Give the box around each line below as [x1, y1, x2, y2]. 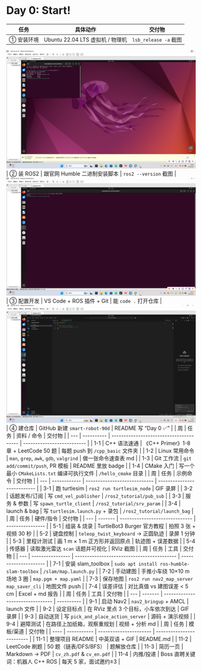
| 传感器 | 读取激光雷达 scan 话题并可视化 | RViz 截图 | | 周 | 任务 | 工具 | [6, 545, 182, 552]
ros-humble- [160, 561, 190, 567]
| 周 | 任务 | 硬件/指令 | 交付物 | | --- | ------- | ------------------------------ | [6, 515, 196, 522]
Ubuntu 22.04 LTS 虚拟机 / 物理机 [44, 36, 127, 43]
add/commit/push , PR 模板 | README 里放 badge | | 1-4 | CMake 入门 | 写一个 [6, 462, 195, 470]
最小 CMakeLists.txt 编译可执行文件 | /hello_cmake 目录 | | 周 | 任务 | [6, 470, 176, 477]
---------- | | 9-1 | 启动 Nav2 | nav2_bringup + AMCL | [57, 598, 189, 605]
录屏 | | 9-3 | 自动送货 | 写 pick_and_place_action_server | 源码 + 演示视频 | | [6, 613, 196, 620]
